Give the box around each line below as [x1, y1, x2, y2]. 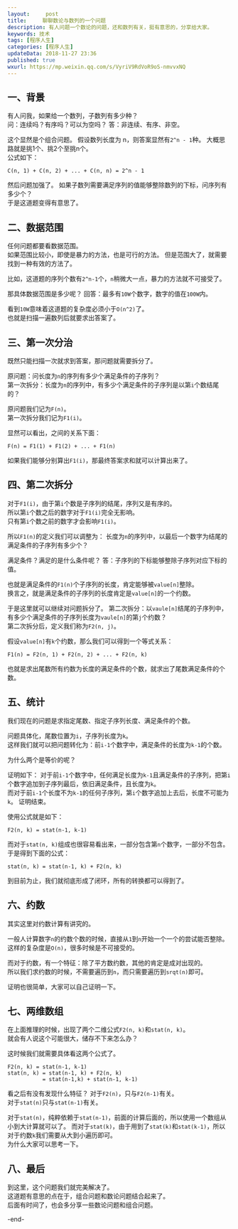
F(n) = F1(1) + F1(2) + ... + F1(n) [7, 443, 116, 450]
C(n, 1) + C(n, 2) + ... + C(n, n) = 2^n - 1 [7, 168, 144, 175]
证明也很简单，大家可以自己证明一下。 [7, 982, 119, 991]
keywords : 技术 [7, 30, 50, 38]
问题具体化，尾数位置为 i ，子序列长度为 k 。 [7, 731, 133, 740]
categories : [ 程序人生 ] [7, 43, 73, 50]
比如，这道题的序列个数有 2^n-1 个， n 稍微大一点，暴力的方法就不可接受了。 [7, 274, 226, 283]
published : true [7, 57, 55, 64]
